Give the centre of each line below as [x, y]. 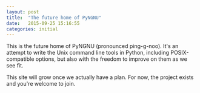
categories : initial [32, 29]
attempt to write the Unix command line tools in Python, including [88, 53]
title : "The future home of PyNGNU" [54, 18]
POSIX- [180, 53]
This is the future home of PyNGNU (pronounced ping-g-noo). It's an [92, 46]
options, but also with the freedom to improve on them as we [112, 59]
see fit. [15, 66]
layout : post [23, 12]
